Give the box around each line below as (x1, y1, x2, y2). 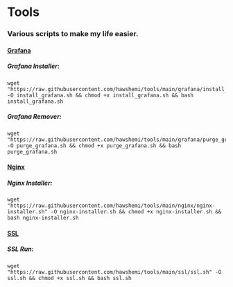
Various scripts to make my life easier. (7, 29, 139, 39)
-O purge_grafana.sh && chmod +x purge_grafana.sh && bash (7, 142, 182, 149)
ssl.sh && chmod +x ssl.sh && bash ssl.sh (7, 274, 132, 281)
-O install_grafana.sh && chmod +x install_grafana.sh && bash (7, 92, 194, 99)
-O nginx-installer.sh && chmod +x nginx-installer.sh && (51, 208, 222, 215)
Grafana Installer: (7, 62, 60, 70)
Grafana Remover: (7, 113, 62, 121)
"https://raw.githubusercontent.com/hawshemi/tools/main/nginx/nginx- (7, 202, 216, 209)
